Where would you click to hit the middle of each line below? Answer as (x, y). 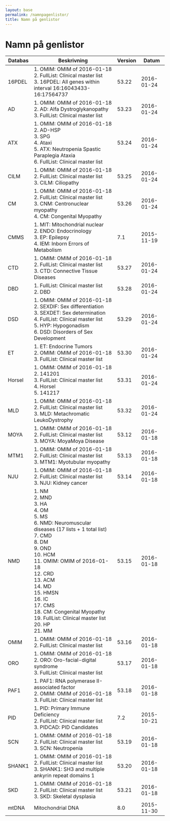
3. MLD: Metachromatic (62, 414)
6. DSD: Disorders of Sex (63, 332)
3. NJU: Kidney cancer (60, 483)
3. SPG (42, 137)
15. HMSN (46, 593)
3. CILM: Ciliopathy (56, 183)
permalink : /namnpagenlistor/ (37, 15)
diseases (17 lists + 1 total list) (70, 530)
